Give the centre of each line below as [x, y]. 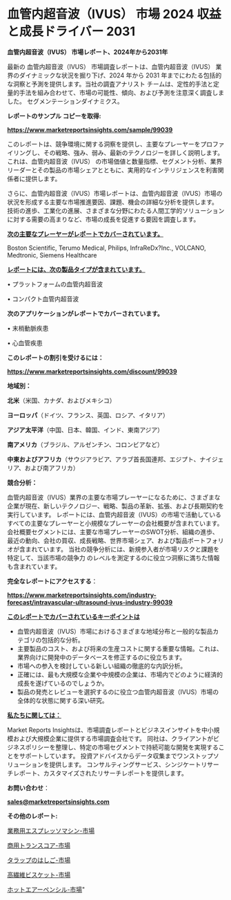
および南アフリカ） [52, 468]
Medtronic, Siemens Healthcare [52, 255]
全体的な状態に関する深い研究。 [62, 700]
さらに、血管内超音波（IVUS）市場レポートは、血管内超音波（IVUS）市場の [115, 193]
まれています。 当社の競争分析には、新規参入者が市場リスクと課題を [122, 549]
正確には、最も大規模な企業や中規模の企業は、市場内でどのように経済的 [120, 674]
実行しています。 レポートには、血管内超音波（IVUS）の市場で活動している [114, 514]
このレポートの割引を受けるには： [56, 358]
